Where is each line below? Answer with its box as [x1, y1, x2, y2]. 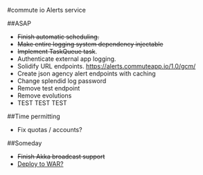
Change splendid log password [17, 77, 107, 85]
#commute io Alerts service [7, 6, 87, 14]
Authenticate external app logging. [17, 55, 116, 63]
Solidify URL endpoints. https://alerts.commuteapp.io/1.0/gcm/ [17, 62, 196, 70]
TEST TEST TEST [17, 99, 67, 107]
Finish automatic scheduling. [17, 33, 100, 41]
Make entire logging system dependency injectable [17, 40, 164, 48]
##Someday [7, 139, 42, 147]
